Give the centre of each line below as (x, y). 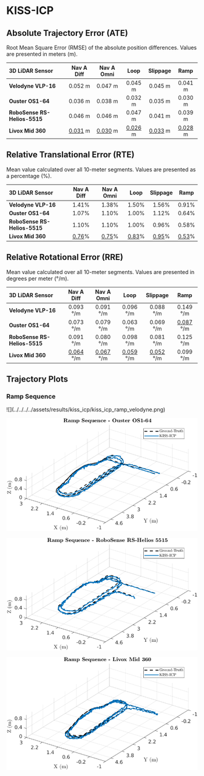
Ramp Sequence (31, 396)
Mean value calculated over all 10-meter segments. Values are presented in (100, 272)
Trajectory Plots (37, 379)
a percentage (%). (29, 176)
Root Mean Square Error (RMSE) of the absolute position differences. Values (102, 47)
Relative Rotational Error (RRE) (65, 257)
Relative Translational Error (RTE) (70, 155)
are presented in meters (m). (42, 54)
